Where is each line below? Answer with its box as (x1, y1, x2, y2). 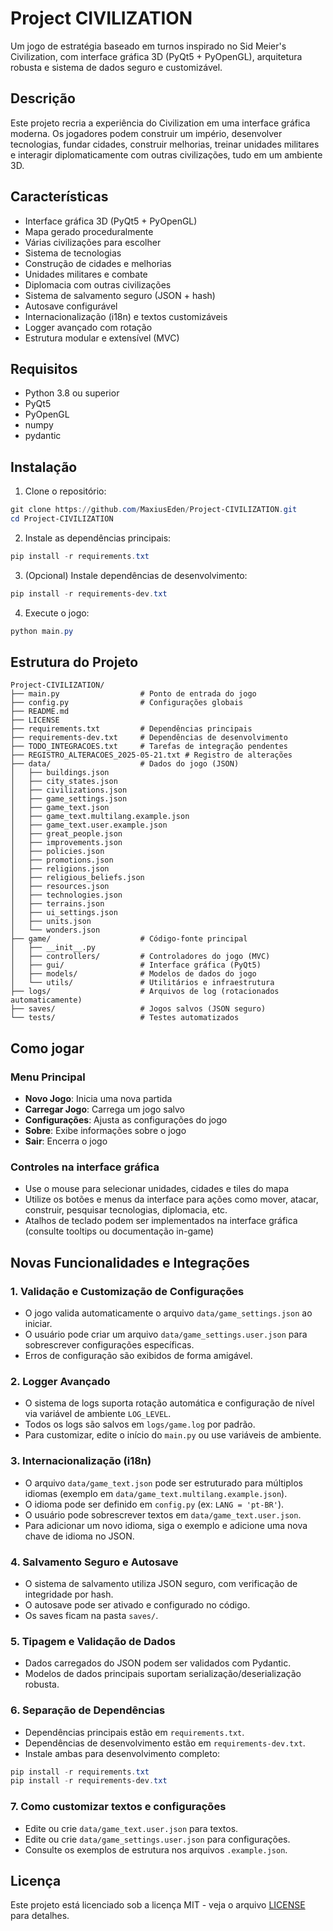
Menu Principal (10, 1070, 86, 1084)
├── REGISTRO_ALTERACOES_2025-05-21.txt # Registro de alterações (10, 750, 293, 761)
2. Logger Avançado (10, 1374, 111, 1388)
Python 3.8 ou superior (24, 387, 120, 399)
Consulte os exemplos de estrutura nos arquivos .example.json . (24, 1843, 288, 1856)
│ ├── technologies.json (10, 890, 123, 901)
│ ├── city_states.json (10, 777, 118, 787)
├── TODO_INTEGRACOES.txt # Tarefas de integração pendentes (10, 742, 288, 752)
